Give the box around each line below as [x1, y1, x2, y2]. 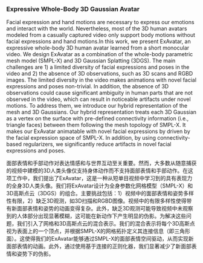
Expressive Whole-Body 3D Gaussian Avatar [6, 5, 140, 13]
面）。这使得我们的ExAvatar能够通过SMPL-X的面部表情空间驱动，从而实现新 [6, 235, 195, 242]
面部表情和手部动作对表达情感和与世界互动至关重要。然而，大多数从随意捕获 [6, 160, 197, 167]
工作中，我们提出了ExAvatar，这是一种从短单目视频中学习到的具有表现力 [11, 175, 193, 182]
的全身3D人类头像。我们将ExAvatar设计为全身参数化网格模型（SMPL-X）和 [6, 182, 193, 189]
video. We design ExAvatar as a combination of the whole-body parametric [6, 51, 193, 58]
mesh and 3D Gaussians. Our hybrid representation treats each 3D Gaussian [6, 108, 197, 116]
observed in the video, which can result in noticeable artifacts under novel [6, 96, 192, 103]
